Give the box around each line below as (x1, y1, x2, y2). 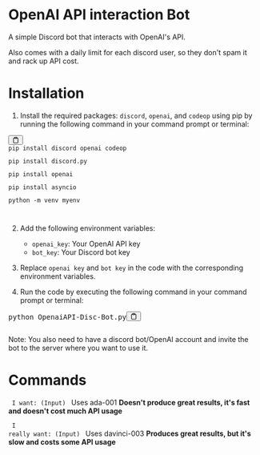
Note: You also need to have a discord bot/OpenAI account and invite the (8, 334, 250, 344)
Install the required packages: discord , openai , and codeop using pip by (19, 111, 253, 120)
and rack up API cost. (8, 56, 79, 66)
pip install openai (8, 170, 74, 178)
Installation (8, 84, 85, 103)
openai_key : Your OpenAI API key (31, 239, 141, 248)
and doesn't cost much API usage (8, 406, 122, 416)
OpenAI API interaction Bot (8, 6, 190, 24)
